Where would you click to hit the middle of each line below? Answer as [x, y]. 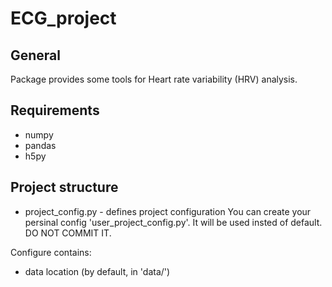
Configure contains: [51, 252]
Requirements [55, 110]
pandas [40, 145]
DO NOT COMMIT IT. [68, 233]
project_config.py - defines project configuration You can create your [168, 211]
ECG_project [63, 18]
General [36, 55]
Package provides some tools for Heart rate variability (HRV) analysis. [154, 79]
